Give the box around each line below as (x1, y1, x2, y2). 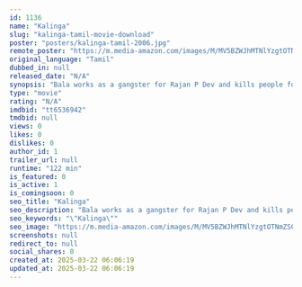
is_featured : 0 (9, 172, 67, 181)
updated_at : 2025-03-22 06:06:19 (9, 265, 135, 274)
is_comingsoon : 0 (9, 189, 75, 198)
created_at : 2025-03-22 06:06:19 (9, 256, 135, 265)
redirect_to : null (9, 239, 78, 248)
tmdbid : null (9, 113, 58, 122)
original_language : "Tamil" (9, 55, 115, 64)
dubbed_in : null (9, 64, 70, 73)
